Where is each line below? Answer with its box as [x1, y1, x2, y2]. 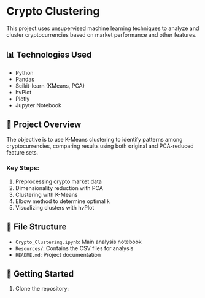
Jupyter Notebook [15, 101, 61, 109]
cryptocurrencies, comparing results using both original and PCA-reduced [6, 142, 195, 150]
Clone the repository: [15, 285, 69, 292]
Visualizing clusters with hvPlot [15, 204, 95, 211]
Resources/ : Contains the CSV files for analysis [15, 244, 134, 252]
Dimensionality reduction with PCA [15, 184, 103, 191]
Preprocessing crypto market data [15, 178, 102, 185]
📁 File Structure [6, 222, 67, 232]
